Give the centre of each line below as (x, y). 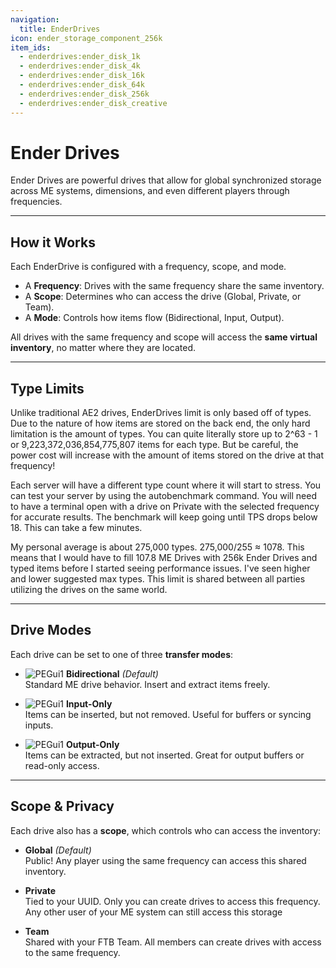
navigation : (35, 19)
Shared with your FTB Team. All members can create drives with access (173, 942)
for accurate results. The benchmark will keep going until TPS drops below (164, 517)
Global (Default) (58, 850)
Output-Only (92, 744)
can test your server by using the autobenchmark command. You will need (163, 496)
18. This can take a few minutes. (76, 528)
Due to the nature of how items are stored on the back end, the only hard (160, 423)
